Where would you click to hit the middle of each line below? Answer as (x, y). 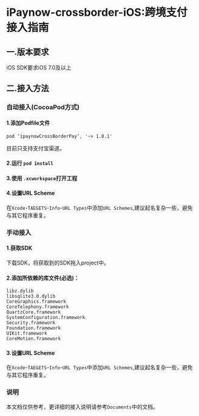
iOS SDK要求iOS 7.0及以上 (39, 68)
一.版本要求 (28, 52)
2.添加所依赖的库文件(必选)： (43, 278)
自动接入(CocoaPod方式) (43, 107)
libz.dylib (20, 291)
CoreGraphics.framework (36, 302)
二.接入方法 (28, 89)
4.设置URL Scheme (31, 193)
